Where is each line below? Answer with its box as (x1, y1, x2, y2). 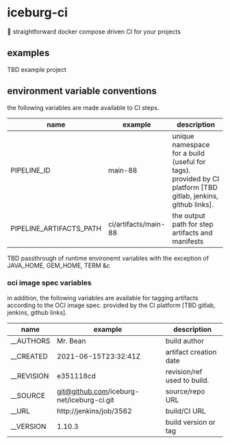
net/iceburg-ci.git (57, 395, 114, 404)
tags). (172, 166, 191, 175)
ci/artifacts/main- (108, 219, 166, 228)
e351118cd (57, 371, 96, 380)
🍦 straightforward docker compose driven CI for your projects (7, 27, 181, 36)
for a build (172, 148, 205, 158)
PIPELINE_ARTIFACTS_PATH (10, 224, 102, 233)
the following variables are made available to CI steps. (7, 103, 159, 112)
